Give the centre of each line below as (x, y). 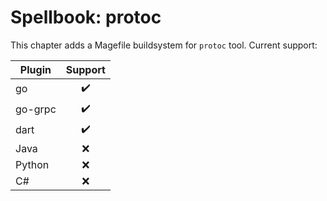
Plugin (35, 69)
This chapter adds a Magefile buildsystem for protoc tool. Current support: (164, 45)
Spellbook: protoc (86, 17)
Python (32, 164)
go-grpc (36, 109)
